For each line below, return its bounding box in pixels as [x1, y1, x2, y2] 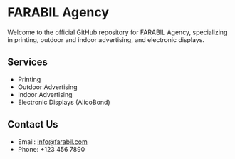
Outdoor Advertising [17, 83, 78, 91]
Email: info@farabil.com [17, 137, 88, 146]
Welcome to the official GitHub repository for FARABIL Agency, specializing [7, 28, 228, 36]
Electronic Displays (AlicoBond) [17, 98, 110, 106]
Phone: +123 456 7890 [17, 145, 85, 153]
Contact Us [7, 118, 58, 130]
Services [7, 56, 48, 68]
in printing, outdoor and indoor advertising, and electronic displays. [7, 35, 205, 43]
